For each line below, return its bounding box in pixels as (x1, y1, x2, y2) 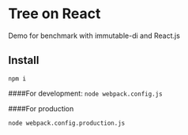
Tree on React (8, 5, 101, 23)
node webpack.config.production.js (8, 119, 126, 127)
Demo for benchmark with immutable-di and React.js (8, 31, 180, 40)
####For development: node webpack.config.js (8, 88, 164, 98)
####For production (8, 103, 74, 113)
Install (8, 54, 39, 67)
